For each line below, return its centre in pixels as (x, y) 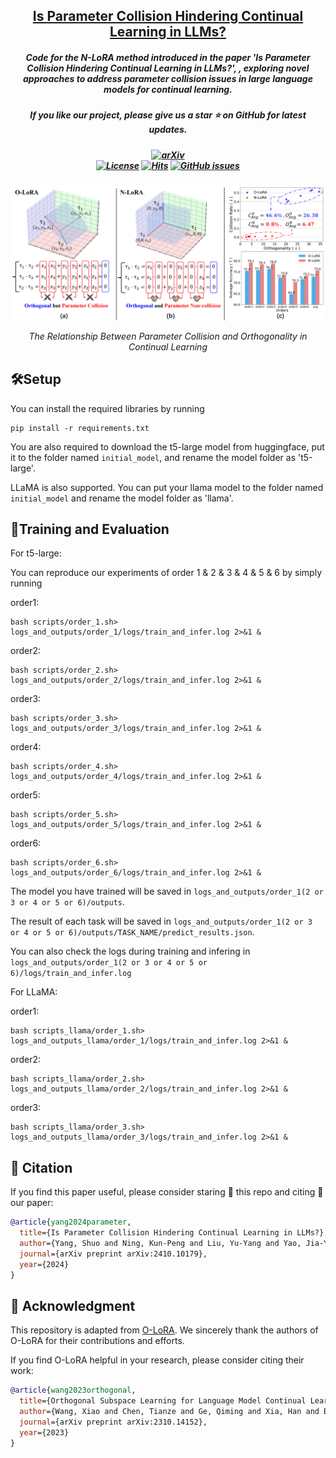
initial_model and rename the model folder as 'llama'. (122, 498)
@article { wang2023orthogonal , (73, 1390)
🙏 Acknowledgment (73, 1305)
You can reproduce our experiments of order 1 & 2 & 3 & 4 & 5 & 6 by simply (166, 573)
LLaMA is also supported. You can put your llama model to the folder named (167, 487)
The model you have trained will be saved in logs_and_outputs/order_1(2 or (167, 891)
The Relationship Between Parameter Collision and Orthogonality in (168, 336)
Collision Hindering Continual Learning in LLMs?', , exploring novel (168, 68)
